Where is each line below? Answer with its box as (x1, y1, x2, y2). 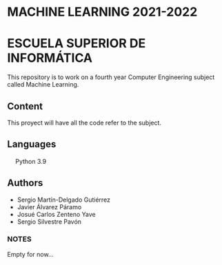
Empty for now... (7, 250, 54, 258)
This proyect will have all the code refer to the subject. (7, 118, 162, 127)
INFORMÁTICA (7, 50, 93, 66)
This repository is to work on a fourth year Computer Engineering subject (7, 73, 215, 81)
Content (7, 100, 43, 112)
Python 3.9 (14, 157, 47, 165)
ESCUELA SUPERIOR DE (7, 36, 146, 52)
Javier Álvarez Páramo (17, 202, 82, 211)
